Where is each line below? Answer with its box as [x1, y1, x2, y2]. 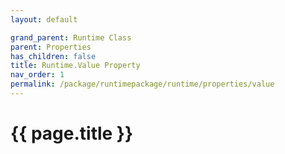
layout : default [10, 14, 78, 25]
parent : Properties [10, 42, 92, 52]
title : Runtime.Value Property [10, 61, 141, 71]
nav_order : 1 [10, 70, 65, 80]
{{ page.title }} [10, 122, 134, 145]
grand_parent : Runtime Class [10, 32, 132, 43]
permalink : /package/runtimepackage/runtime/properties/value [10, 79, 275, 90]
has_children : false [10, 51, 97, 61]
